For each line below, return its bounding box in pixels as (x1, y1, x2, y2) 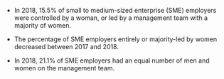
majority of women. (14, 21, 72, 29)
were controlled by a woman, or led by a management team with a (14, 14, 208, 22)
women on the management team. (14, 64, 115, 72)
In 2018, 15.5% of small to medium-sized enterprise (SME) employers (14, 6, 217, 14)
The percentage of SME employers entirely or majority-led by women (14, 35, 218, 43)
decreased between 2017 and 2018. (14, 43, 119, 51)
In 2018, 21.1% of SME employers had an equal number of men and (14, 56, 210, 65)
